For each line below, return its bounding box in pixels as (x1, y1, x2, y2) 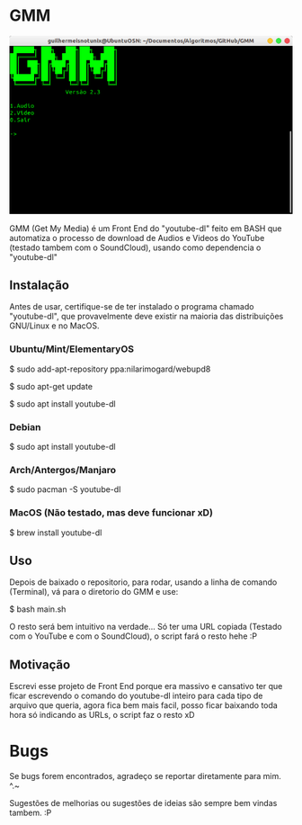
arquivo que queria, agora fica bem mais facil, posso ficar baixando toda (9, 700, 279, 711)
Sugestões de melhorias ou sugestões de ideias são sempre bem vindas (9, 798, 278, 809)
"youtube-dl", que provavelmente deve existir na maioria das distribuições (9, 311, 284, 322)
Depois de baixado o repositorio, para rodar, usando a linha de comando (9, 577, 278, 587)
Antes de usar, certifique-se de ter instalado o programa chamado (9, 301, 254, 312)
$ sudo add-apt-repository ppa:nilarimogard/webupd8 (9, 363, 211, 374)
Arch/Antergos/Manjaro (9, 463, 117, 476)
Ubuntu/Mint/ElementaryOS (9, 343, 135, 355)
